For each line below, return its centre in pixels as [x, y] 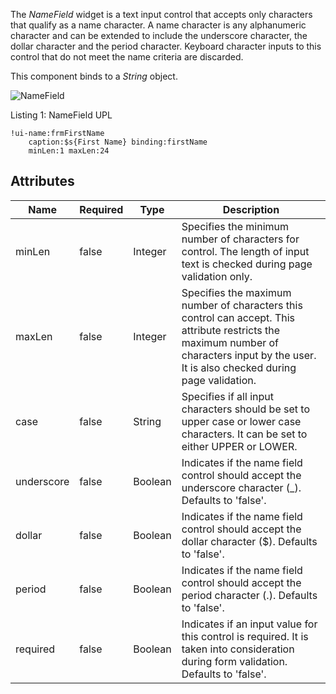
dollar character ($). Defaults [249, 541]
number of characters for [240, 239]
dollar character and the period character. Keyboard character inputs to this [166, 46]
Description [251, 209]
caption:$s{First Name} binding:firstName [118, 142]
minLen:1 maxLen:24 [69, 151]
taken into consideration [238, 649]
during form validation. [234, 661]
